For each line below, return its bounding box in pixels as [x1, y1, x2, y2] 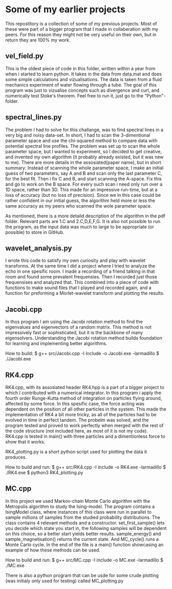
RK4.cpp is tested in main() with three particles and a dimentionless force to [5, 433, 165, 439]
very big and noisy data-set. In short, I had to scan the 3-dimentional [5, 132, 150, 138]
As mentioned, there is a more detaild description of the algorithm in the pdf [5, 213, 165, 219]
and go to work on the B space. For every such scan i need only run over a [5, 181, 163, 187]
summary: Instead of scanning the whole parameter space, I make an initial [5, 165, 164, 171]
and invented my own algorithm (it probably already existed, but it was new [5, 154, 164, 160]
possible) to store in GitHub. [5, 229, 64, 235]
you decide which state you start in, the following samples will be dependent [5, 525, 167, 531]
